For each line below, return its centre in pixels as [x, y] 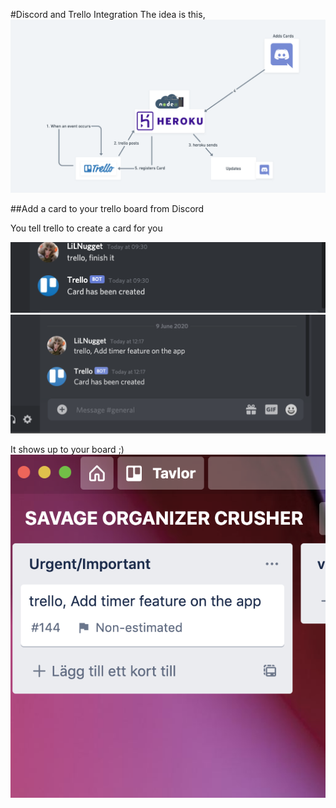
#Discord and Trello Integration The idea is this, [108, 14]
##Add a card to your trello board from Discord [107, 208]
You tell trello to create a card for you [86, 228]
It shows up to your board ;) [67, 450]
